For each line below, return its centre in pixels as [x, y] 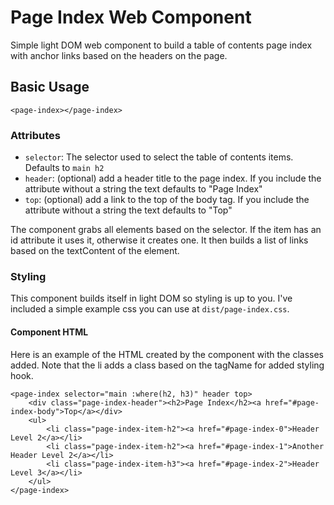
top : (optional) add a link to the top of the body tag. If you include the [167, 200]
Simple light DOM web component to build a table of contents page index [161, 45]
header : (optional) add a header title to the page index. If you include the [173, 178]
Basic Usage [50, 87]
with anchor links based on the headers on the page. [119, 55]
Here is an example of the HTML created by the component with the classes [167, 354]
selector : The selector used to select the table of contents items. [159, 157]
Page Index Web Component [131, 17]
